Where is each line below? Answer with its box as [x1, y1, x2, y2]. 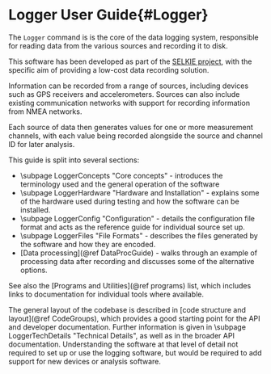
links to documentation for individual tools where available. [8, 289, 205, 299]
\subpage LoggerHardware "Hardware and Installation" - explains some [19, 187, 260, 197]
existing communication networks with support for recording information [8, 98, 251, 107]
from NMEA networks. [8, 107, 83, 116]
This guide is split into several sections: [8, 155, 140, 165]
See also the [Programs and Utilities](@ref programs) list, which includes [8, 280, 252, 290]
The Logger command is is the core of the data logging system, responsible [8, 32, 259, 42]
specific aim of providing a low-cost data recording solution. [8, 65, 210, 74]
